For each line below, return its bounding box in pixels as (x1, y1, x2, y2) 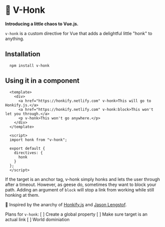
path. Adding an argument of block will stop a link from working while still (5, 186, 154, 192)
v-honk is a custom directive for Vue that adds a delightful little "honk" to (5, 30, 153, 36)
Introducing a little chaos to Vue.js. (5, 21, 79, 27)
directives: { (14, 150, 43, 155)
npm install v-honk (9, 63, 50, 68)
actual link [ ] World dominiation (5, 216, 70, 222)
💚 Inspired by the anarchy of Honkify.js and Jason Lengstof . (5, 201, 127, 207)
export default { (9, 146, 45, 151)
